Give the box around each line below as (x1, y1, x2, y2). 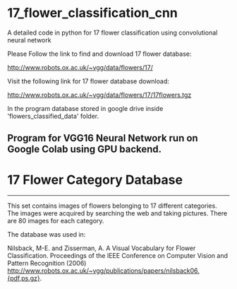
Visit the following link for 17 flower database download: (7, 76, 169, 85)
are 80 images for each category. (7, 217, 104, 225)
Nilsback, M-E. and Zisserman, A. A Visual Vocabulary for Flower (7, 244, 196, 252)
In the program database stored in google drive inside (7, 104, 164, 112)
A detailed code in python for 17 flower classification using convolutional (7, 28, 218, 37)
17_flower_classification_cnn (7, 5, 178, 21)
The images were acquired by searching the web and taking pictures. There (7, 209, 228, 218)
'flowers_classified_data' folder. (7, 112, 99, 120)
